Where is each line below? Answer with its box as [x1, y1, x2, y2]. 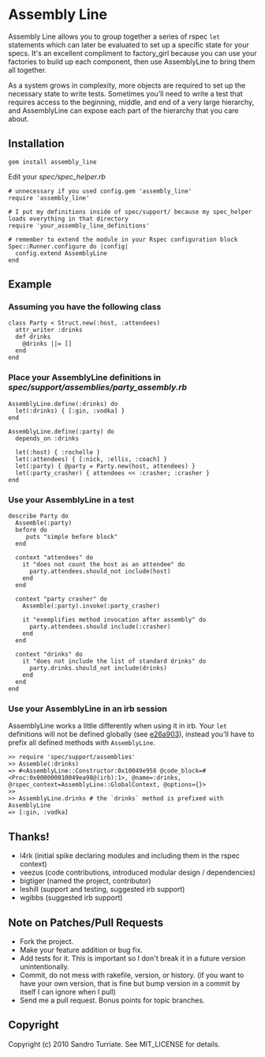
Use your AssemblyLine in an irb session [8, 703, 167, 714]
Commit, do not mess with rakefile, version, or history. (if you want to [19, 970, 244, 980]
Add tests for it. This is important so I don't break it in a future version [19, 954, 246, 963]
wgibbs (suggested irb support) [19, 893, 123, 902]
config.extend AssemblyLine [15, 249, 108, 258]
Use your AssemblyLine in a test [8, 494, 134, 505]
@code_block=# [159, 767, 207, 775]
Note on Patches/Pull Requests [8, 916, 164, 929]
